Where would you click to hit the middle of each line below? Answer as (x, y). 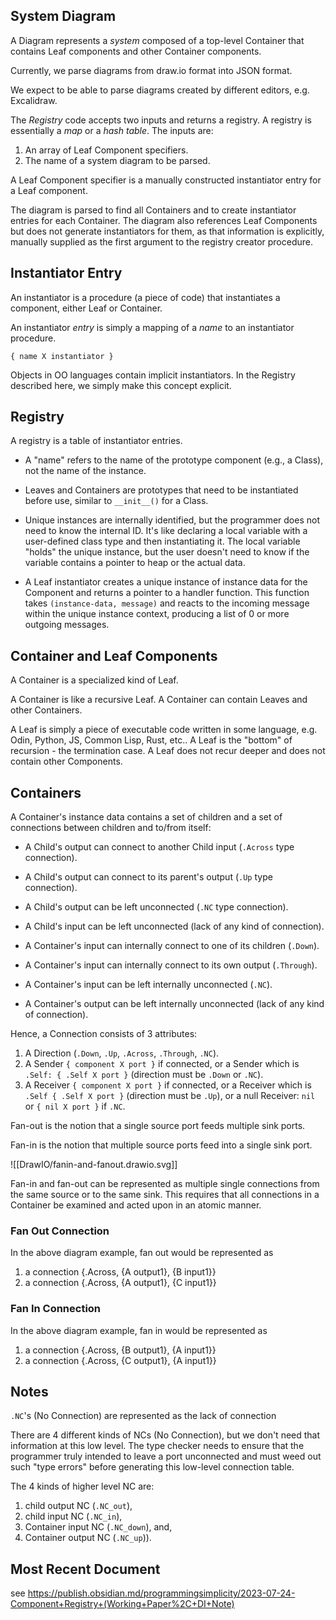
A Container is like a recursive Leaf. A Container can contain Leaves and (159, 700)
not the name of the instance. (85, 471)
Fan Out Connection (60, 1231)
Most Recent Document (85, 1569)
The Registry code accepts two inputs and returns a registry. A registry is (161, 120)
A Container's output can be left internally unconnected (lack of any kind (174, 1004)
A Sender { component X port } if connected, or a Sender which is (162, 1064)
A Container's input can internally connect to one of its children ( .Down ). (172, 946)
